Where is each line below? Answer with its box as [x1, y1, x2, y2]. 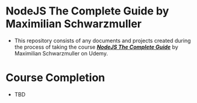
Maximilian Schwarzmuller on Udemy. [14, 49, 108, 57]
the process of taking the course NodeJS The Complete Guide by [14, 43, 178, 51]
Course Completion [5, 71, 105, 85]
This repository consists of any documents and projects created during [14, 37, 191, 44]
